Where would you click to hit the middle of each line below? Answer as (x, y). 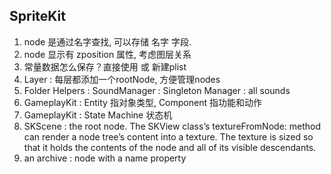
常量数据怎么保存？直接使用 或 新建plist (105, 66)
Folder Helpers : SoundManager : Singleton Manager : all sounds (157, 90)
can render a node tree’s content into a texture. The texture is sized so (168, 136)
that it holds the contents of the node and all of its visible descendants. (170, 147)
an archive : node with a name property (105, 158)
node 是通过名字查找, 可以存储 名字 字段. (107, 41)
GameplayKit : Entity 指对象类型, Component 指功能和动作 (142, 102)
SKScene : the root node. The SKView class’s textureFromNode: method (172, 126)
